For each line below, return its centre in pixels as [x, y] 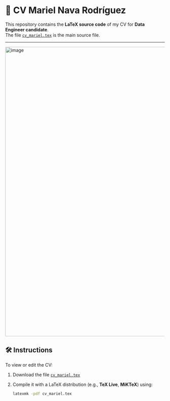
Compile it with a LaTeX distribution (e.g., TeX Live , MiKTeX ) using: [82, 384]
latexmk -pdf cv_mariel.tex [42, 393]
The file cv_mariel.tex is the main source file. [53, 35]
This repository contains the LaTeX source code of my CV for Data [75, 24]
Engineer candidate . [27, 29]
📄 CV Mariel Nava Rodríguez [66, 10]
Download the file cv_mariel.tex [46, 374]
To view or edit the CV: [29, 365]
